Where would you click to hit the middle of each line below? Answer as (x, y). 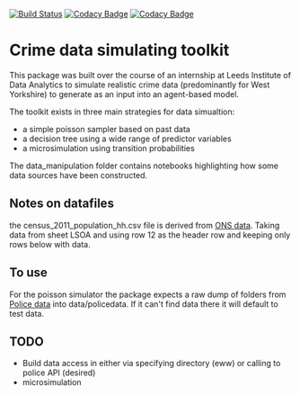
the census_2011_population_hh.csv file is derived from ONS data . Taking (145, 225)
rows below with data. (50, 244)
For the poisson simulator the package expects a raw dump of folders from (148, 294)
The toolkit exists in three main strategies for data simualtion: (122, 112)
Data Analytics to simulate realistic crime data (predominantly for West (140, 85)
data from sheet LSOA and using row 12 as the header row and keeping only (150, 235)
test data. (27, 313)
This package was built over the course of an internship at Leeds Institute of (150, 75)
